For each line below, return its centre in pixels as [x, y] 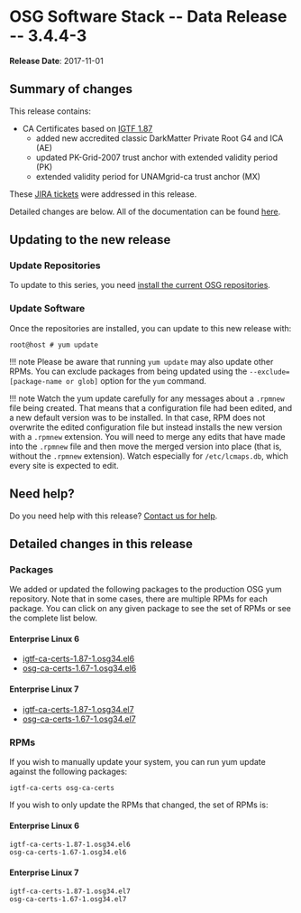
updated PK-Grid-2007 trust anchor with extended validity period [156, 157]
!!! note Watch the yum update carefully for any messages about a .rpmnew [147, 398]
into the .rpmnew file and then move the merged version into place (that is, [146, 446]
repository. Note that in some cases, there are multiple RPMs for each [138, 599]
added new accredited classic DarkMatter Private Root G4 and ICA [160, 138]
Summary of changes [71, 89]
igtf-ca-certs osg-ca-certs [62, 787]
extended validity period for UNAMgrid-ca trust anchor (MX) [148, 176]
